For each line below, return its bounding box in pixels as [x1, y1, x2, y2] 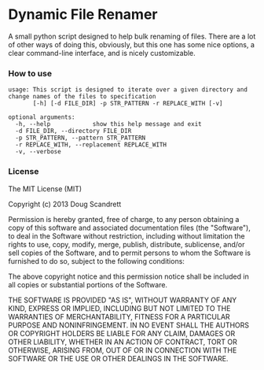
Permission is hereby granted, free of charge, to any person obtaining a [8, 214, 240, 224]
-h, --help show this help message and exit [15, 120, 202, 128]
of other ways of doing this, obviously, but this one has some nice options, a [8, 39, 255, 49]
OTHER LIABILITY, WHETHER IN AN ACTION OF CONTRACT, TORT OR [8, 337, 237, 346]
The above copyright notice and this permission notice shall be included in [8, 272, 249, 281]
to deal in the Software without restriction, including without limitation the [8, 231, 245, 241]
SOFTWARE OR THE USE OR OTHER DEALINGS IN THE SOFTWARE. [8, 353, 229, 363]
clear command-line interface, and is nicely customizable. [8, 48, 196, 57]
